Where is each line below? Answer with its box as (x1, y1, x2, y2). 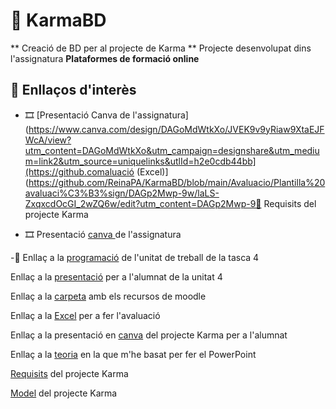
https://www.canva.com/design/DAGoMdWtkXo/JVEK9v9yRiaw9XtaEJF (28, 123, 325, 135)
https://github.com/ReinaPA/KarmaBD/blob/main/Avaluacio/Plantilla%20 (28, 176, 326, 188)
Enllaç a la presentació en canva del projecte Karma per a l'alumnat (10, 329, 288, 341)
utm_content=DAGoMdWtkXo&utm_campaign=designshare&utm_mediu (24, 144, 320, 156)
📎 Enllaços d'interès (10, 82, 137, 99)
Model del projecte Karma (10, 387, 118, 399)
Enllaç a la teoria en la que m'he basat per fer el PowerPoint (10, 348, 257, 360)
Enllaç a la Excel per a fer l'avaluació (10, 309, 161, 321)
